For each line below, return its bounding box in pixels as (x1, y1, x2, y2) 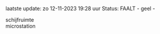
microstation (5, 23, 36, 29)
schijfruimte (5, 16, 35, 23)
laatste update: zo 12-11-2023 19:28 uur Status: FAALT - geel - (5, 5, 155, 12)
